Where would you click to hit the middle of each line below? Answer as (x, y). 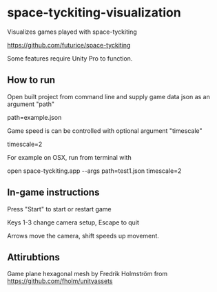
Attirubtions (33, 257)
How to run (31, 80)
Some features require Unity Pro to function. (70, 58)
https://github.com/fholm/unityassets (60, 281)
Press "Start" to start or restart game (59, 209)
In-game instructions (53, 192)
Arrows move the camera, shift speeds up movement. (83, 236)
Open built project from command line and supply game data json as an (108, 96)
